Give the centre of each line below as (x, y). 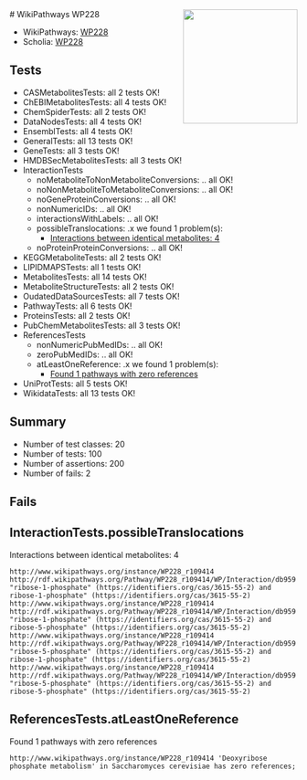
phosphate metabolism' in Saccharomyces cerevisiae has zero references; (153, 766)
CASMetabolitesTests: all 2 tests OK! (91, 92)
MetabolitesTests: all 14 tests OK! (85, 277)
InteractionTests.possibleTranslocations (127, 533)
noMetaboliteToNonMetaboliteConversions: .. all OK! (135, 179)
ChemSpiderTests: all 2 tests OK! (85, 111)
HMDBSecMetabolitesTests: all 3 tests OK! (102, 160)
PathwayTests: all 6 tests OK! (77, 306)
